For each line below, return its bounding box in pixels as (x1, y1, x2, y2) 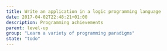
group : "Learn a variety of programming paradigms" (6, 30, 135, 36)
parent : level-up (6, 25, 49, 31)
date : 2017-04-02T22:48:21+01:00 (6, 14, 88, 20)
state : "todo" (6, 36, 41, 42)
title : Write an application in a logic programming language (6, 8, 161, 15)
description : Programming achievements (6, 19, 104, 25)
